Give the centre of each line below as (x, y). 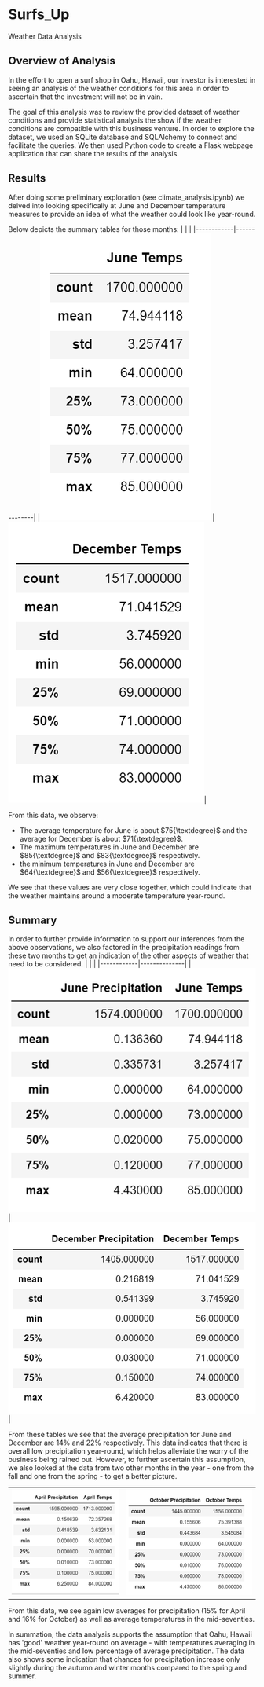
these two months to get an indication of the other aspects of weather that (128, 955)
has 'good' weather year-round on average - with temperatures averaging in (132, 1642)
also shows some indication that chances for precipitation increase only (124, 1659)
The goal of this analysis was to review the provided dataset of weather (124, 112)
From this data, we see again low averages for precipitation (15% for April (127, 1610)
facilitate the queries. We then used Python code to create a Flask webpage (131, 145)
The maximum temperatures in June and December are (109, 847)
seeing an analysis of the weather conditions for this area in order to (119, 88)
